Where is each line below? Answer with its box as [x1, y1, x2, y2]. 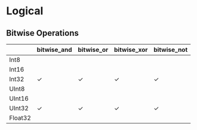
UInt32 [9, 104, 29, 112]
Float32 [9, 114, 32, 122]
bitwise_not [153, 46, 188, 54]
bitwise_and [36, 46, 73, 54]
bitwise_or [78, 46, 109, 54]
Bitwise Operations [6, 28, 79, 38]
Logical [6, 4, 44, 18]
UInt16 [9, 94, 29, 103]
